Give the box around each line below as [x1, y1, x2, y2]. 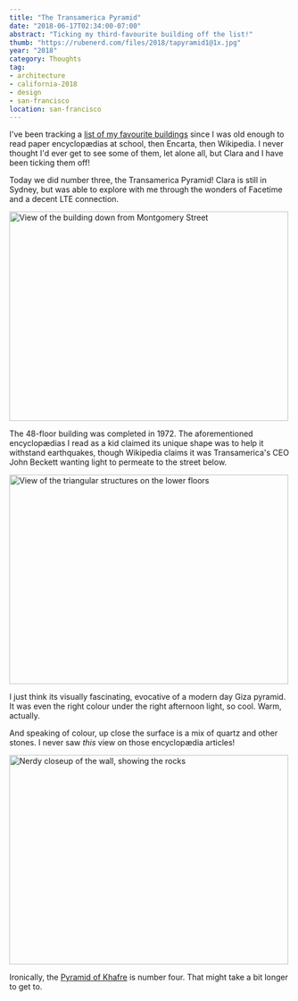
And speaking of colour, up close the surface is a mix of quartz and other [9, 728, 278, 738]
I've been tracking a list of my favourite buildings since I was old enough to [9, 129, 285, 139]
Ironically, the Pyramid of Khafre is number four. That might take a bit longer [9, 972, 288, 983]
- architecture [9, 71, 66, 80]
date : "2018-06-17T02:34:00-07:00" [9, 21, 142, 30]
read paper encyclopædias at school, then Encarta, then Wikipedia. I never [9, 139, 284, 149]
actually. [9, 711, 40, 721]
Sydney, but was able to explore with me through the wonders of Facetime [9, 184, 283, 195]
